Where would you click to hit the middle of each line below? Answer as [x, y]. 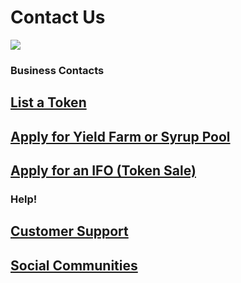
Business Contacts [57, 70]
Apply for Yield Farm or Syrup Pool [120, 136]
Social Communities [74, 265]
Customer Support [69, 231]
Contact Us [58, 17]
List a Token [48, 102]
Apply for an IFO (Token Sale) [103, 171]
